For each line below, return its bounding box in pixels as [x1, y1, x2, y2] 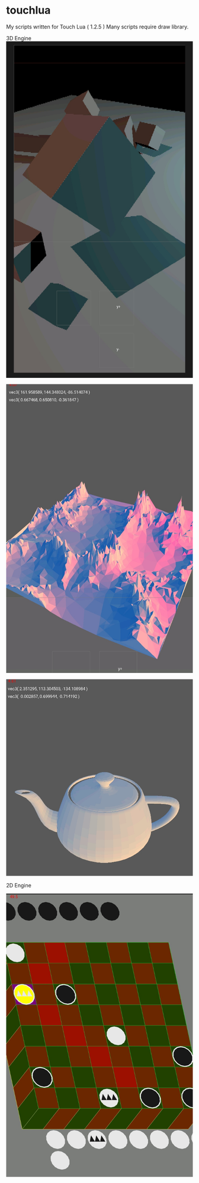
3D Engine [6, 34, 31, 41]
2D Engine [6, 881, 31, 889]
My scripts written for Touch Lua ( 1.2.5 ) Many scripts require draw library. [6, 23, 189, 30]
